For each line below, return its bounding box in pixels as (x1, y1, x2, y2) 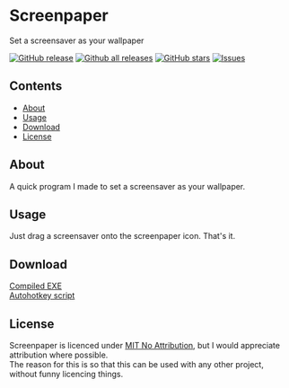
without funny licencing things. (9, 369, 124, 379)
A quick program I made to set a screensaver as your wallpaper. (9, 181, 246, 191)
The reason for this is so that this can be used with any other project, (9, 359, 265, 369)
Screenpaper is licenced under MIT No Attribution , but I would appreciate (9, 340, 281, 350)
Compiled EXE (9, 280, 63, 292)
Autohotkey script (9, 290, 75, 301)
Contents (9, 78, 63, 94)
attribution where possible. (9, 349, 109, 360)
